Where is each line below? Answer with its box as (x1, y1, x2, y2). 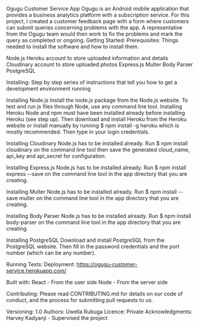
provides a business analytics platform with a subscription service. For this (6, 11, 189, 18)
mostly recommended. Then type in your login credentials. (6, 128, 150, 135)
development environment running (6, 85, 91, 92)
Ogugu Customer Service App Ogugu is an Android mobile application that (6, 5, 189, 12)
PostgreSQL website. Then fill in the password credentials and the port (6, 243, 180, 250)
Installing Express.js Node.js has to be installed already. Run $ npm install (6, 164, 186, 171)
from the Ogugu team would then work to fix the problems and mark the (6, 30, 183, 38)
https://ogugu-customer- (76, 261, 138, 267)
